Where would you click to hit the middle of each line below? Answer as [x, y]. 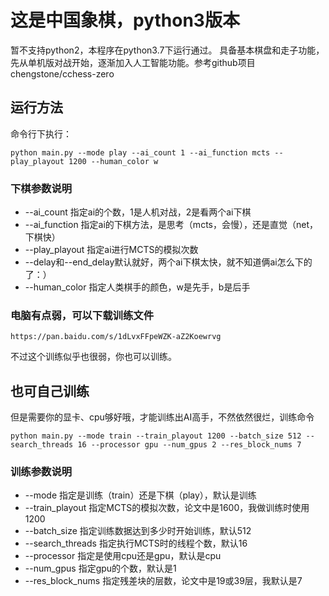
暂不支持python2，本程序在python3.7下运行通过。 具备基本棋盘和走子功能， [167, 50]
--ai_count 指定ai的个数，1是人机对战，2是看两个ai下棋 [138, 212]
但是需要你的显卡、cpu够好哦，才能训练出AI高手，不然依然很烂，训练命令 [162, 417]
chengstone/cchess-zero [62, 73]
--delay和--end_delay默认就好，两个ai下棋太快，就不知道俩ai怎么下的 [168, 262]
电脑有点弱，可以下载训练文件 [82, 315]
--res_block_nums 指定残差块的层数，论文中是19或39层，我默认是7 [163, 581]
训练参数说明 [41, 472]
